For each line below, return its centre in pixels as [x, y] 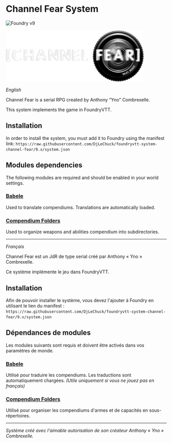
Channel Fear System [52, 9]
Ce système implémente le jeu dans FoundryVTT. [58, 272]
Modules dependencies [44, 165]
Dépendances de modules [48, 333]
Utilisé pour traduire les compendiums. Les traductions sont [69, 375]
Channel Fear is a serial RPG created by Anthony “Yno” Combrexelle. [78, 99]
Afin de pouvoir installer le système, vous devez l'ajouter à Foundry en [80, 300]
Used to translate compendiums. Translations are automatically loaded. [81, 207]
